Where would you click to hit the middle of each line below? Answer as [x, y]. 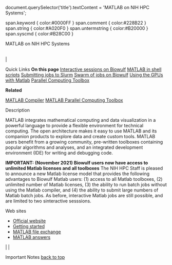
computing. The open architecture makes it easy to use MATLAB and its [81, 131]
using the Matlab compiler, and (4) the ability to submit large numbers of [82, 190]
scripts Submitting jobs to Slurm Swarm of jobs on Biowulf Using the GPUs [84, 75]
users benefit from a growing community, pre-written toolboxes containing [84, 142]
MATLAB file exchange [37, 232]
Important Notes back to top [35, 257]
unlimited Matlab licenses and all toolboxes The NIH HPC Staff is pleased [84, 168]
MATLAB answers [32, 237]
